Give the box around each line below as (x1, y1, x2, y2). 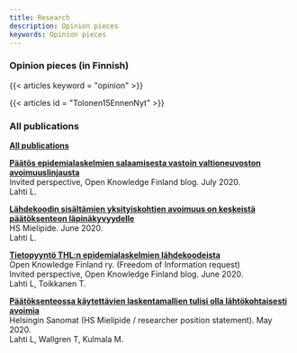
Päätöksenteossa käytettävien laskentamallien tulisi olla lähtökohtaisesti (9, 296, 288, 306)
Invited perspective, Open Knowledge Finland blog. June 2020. (9, 269, 244, 279)
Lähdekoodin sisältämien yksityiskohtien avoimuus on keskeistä (9, 203, 256, 214)
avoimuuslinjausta (9, 167, 80, 178)
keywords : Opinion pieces (9, 30, 106, 39)
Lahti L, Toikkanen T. (9, 278, 87, 288)
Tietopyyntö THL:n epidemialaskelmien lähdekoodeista (9, 249, 220, 260)
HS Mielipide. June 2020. (9, 222, 103, 234)
